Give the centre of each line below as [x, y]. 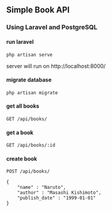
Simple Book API [38, 10]
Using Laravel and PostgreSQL [52, 27]
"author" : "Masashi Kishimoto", [59, 193]
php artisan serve [29, 55]
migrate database [29, 80]
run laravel [20, 41]
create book [22, 159]
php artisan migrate [32, 93]
